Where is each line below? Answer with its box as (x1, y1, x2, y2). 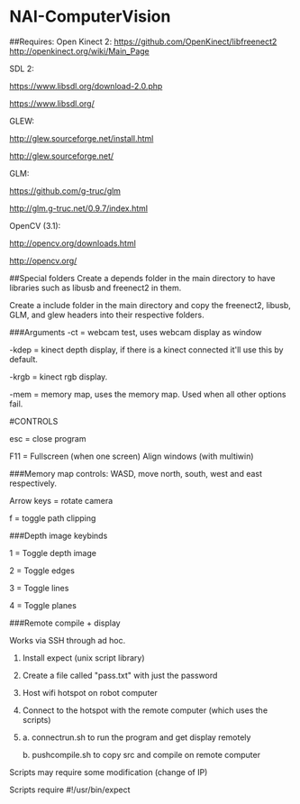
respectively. (9, 478, 57, 489)
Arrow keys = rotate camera (9, 495, 114, 506)
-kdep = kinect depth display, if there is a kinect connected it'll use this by (9, 344, 284, 355)
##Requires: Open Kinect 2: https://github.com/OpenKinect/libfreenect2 (9, 36, 277, 47)
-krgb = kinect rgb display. (9, 371, 108, 382)
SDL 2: (9, 63, 34, 74)
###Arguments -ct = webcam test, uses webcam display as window (9, 326, 263, 337)
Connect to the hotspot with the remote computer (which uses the (22, 705, 268, 716)
